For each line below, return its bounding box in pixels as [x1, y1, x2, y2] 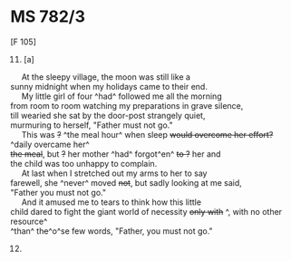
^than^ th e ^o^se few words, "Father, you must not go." [10, 225, 213, 237]
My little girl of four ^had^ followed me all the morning [21, 91, 222, 101]
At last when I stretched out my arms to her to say [21, 168, 208, 179]
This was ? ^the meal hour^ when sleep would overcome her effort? [21, 129, 274, 140]
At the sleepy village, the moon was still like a [21, 71, 191, 82]
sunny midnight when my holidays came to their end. [10, 81, 208, 92]
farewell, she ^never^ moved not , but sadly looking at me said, [10, 177, 243, 188]
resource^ [10, 216, 48, 227]
